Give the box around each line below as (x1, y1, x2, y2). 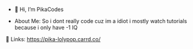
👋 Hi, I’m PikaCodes (14, 6, 64, 13)
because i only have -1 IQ (14, 24, 78, 31)
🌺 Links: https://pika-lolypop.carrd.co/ (5, 36, 101, 42)
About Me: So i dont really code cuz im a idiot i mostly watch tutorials (14, 18, 188, 24)
